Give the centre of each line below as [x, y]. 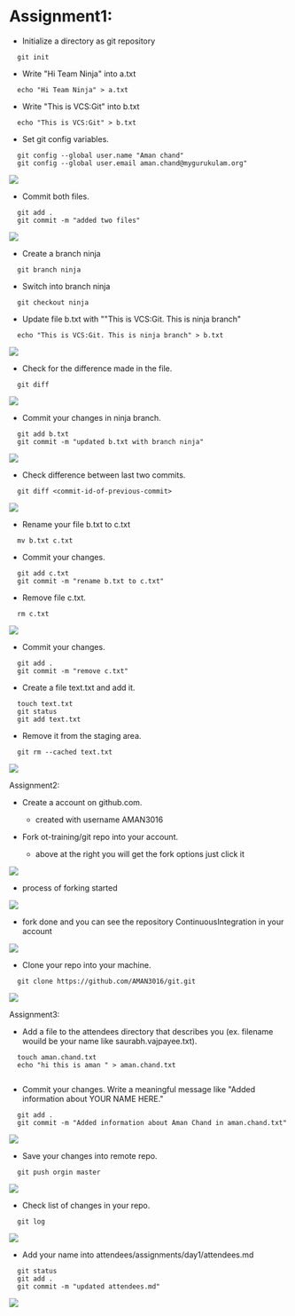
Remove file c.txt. [54, 598]
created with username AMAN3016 [99, 820]
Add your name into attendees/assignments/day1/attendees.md [138, 1255]
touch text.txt [45, 703]
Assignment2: [35, 785]
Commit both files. [56, 196]
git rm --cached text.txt [65, 752]
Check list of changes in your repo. [86, 1205]
